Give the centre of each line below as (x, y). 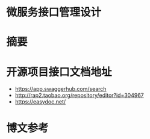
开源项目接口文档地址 (59, 72)
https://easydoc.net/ (40, 102)
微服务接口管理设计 (54, 12)
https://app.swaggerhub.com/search (61, 89)
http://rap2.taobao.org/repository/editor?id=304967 (79, 95)
